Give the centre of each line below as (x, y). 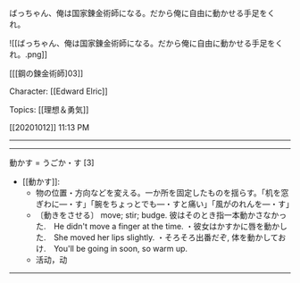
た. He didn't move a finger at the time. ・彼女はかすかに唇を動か (158, 226)
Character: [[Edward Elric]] (59, 91)
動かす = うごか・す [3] (52, 162)
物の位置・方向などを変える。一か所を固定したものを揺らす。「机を (158, 193)
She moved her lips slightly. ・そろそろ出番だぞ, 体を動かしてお (170, 237)
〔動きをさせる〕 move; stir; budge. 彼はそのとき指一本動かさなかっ (161, 215)
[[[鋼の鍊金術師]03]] (46, 73)
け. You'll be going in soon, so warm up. (112, 249)
